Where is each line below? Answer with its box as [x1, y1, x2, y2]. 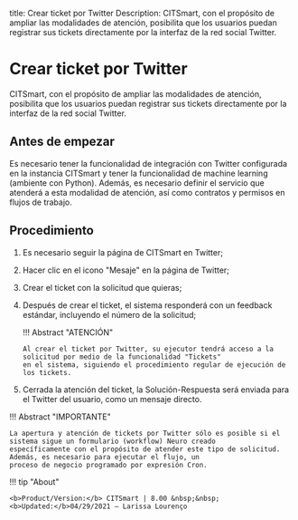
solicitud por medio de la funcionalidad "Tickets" [22, 352, 221, 361]
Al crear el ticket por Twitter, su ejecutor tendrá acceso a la [22, 344, 274, 353]
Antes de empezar [9, 134, 115, 149]
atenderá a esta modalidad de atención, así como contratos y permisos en [9, 187, 285, 197]
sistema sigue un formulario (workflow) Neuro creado [9, 437, 217, 446]
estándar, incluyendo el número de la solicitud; [22, 309, 197, 320]
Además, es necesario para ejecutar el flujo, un [9, 452, 200, 461]
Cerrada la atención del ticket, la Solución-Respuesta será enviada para [22, 384, 290, 395]
